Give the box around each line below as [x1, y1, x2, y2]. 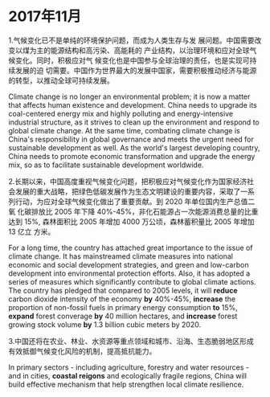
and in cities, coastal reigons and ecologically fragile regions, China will [8, 370, 247, 380]
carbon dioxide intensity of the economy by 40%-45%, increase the [8, 294, 235, 304]
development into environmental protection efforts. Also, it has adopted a [8, 268, 251, 278]
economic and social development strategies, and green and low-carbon [8, 260, 249, 269]
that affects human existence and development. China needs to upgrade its [8, 100, 257, 109]
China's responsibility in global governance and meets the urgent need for [8, 134, 255, 144]
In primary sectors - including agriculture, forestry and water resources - [8, 362, 249, 372]
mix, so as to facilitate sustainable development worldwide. [8, 160, 204, 170]
